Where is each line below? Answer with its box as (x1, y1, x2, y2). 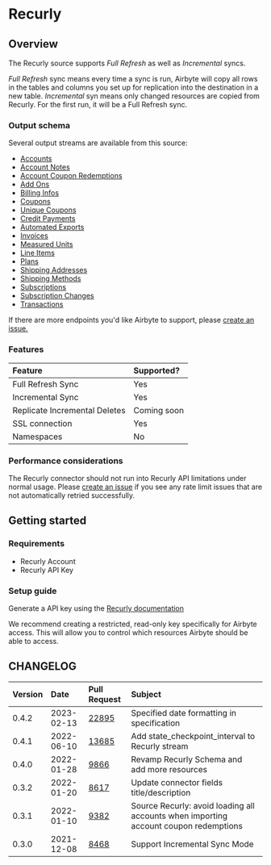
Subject (131, 688, 161, 700)
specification (131, 717, 180, 729)
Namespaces (12, 431, 63, 442)
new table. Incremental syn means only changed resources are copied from (8, 91, 261, 101)
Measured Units (19, 240, 73, 249)
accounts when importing (131, 810, 228, 821)
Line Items (19, 248, 55, 258)
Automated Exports (19, 223, 85, 232)
